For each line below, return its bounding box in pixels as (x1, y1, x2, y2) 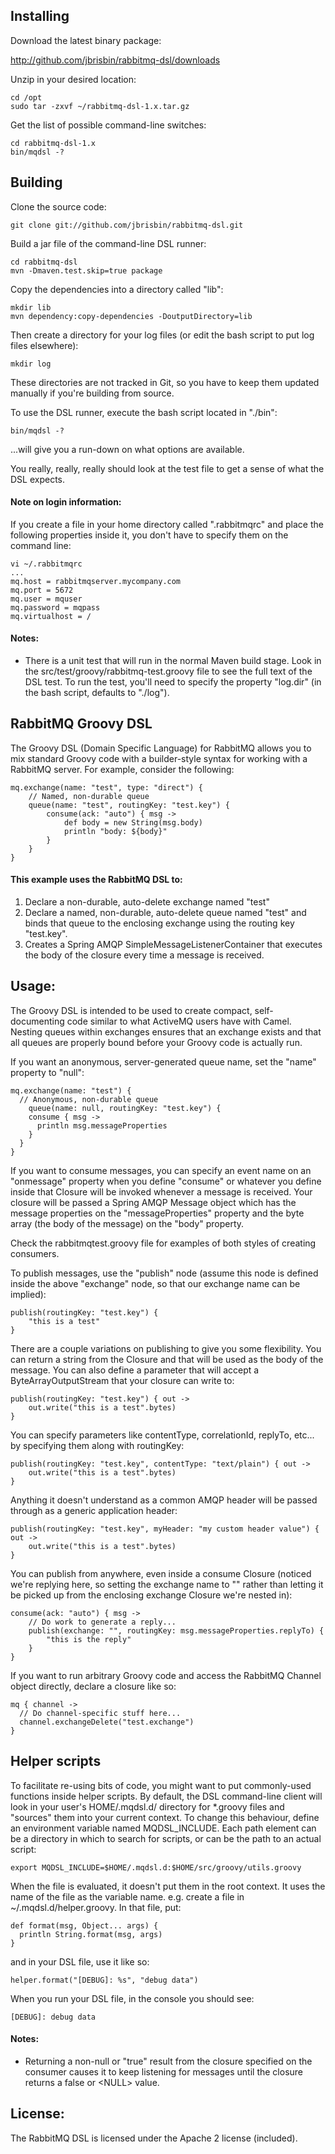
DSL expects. (10, 473, 66, 485)
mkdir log (10, 359, 52, 369)
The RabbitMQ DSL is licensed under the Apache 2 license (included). (10, 2132, 298, 2144)
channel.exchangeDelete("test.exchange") (19, 1717, 195, 1727)
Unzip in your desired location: (10, 73, 137, 85)
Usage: (10, 978, 57, 995)
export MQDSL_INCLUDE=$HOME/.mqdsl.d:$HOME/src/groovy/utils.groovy (10, 1862, 302, 1873)
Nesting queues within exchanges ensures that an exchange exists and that (10, 1025, 322, 1038)
